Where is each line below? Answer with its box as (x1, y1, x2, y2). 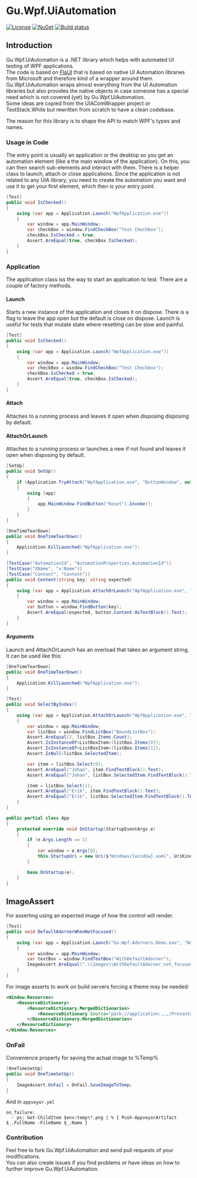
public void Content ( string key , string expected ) (6, 577, 133, 583)
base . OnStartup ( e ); (27, 869, 75, 875)
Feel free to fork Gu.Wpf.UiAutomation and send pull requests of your (6, 1147, 174, 1154)
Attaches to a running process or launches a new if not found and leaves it (6, 445, 186, 452)
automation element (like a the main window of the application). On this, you (6, 158, 190, 165)
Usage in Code (6, 138, 49, 146)
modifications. (6, 1153, 41, 1160)
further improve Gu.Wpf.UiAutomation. (6, 1166, 99, 1173)
